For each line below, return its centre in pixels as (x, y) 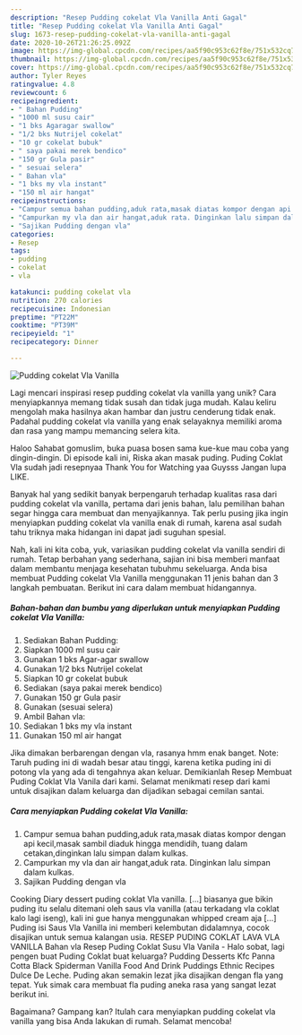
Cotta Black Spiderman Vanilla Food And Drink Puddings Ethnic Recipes (142, 965)
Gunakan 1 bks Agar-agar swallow (86, 659)
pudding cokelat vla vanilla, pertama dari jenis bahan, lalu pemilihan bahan (147, 504)
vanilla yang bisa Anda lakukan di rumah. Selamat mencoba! (121, 1021)
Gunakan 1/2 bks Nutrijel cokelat (83, 668)
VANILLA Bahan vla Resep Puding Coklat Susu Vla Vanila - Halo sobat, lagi (147, 946)
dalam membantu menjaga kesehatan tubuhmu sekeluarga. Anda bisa (139, 568)
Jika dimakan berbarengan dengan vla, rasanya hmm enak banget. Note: (144, 753)
